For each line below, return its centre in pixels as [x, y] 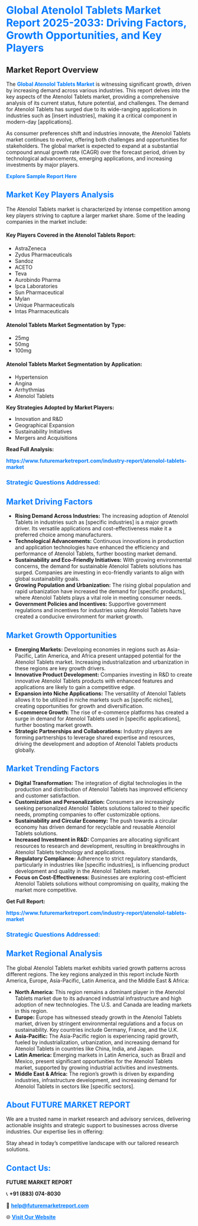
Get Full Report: [26, 901]
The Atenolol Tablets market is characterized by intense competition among [98, 209]
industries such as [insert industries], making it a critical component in [92, 115]
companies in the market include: [47, 221]
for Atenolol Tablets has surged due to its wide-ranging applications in [92, 109]
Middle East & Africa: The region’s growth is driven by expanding [94, 1074]
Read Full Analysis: [30, 449]
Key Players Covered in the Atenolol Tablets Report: [71, 235]
